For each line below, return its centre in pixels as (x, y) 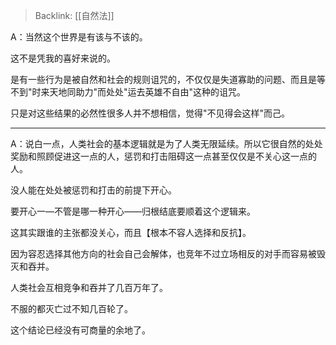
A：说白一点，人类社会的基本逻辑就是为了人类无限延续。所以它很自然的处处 (166, 143)
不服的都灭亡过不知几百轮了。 (71, 308)
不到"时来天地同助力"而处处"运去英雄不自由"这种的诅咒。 (128, 92)
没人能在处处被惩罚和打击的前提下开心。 (93, 190)
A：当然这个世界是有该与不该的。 (79, 37)
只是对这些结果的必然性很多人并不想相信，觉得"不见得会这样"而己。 (150, 113)
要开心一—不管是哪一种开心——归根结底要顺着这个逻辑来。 (133, 211)
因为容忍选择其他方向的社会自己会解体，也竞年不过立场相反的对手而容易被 (163, 253)
